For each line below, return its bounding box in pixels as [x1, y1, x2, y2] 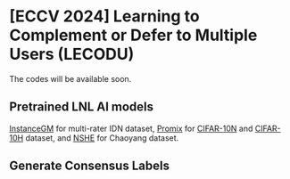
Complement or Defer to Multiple [9, 25, 258, 45]
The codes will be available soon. [9, 73, 132, 84]
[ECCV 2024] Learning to [9, 6, 200, 27]
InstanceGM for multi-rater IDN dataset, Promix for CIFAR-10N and [9, 123, 253, 134]
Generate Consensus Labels [9, 159, 170, 174]
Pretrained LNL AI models [9, 100, 154, 115]
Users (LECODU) [9, 45, 135, 64]
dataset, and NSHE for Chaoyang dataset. [25, 132, 179, 143]
